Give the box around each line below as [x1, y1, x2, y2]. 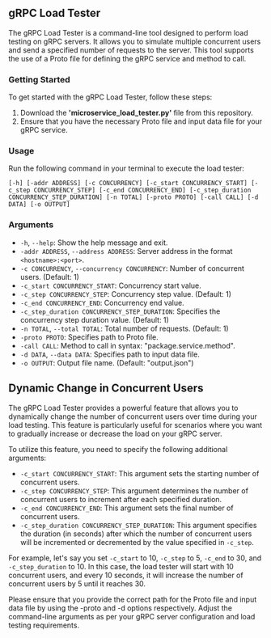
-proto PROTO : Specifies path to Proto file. [19, 332, 159, 342]
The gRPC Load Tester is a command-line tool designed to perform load [8, 27, 248, 37]
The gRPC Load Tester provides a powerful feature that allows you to [8, 403, 239, 412]
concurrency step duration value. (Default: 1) [19, 315, 170, 324]
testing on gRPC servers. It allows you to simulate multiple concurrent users [8, 36, 261, 46]
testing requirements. [8, 620, 79, 630]
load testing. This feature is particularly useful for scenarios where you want [8, 420, 263, 429]
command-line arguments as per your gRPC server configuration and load [8, 611, 256, 621]
